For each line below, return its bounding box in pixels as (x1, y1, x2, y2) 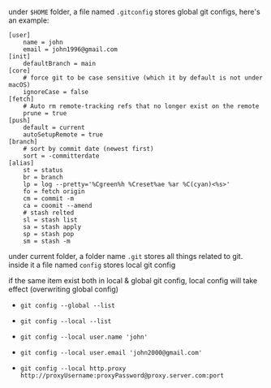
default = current (23, 123, 85, 131)
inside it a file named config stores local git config (8, 260, 176, 269)
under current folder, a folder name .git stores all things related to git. (8, 252, 243, 261)
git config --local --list (19, 317, 112, 325)
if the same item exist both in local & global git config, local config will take (8, 276, 258, 285)
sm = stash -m (23, 237, 71, 245)
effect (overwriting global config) (8, 284, 119, 294)
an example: (8, 15, 49, 25)
